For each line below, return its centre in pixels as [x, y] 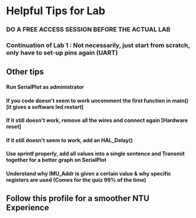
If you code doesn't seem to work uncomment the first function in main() [97, 100]
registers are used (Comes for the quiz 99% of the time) [76, 179]
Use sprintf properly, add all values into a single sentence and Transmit [95, 154]
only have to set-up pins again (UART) [62, 53]
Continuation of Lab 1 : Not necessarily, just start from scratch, [98, 46]
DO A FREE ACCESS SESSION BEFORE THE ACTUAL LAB [88, 30]
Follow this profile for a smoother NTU [78, 199]
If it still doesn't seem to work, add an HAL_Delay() [70, 140]
